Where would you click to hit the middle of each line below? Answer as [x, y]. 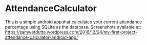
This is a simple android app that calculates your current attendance [74, 22]
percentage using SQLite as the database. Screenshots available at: [73, 27]
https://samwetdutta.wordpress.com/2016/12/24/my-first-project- [71, 32]
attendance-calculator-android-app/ [42, 37]
